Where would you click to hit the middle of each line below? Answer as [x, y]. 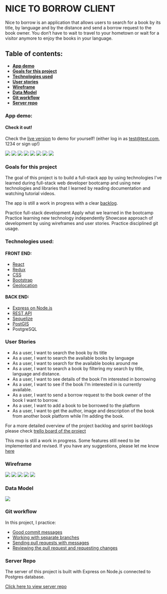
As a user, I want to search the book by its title [60, 353]
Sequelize [23, 318]
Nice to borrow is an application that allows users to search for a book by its [83, 22]
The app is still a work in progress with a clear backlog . [62, 203]
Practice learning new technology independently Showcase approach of [79, 218]
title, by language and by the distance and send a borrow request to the [78, 27]
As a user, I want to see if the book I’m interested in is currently [77, 384]
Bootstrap [22, 280]
